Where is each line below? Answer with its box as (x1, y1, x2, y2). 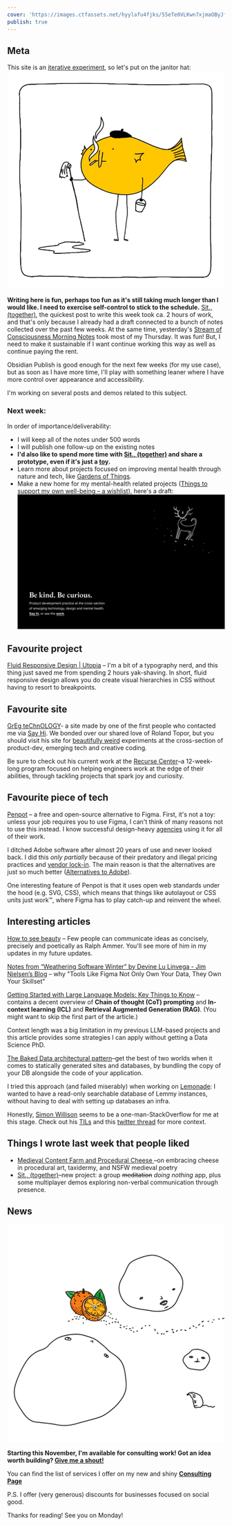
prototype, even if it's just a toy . (17, 457, 110, 466)
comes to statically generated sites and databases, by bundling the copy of (7, 1061, 222, 1069)
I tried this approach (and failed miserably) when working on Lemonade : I (7, 1082, 216, 1090)
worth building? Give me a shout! (7, 1456, 104, 1464)
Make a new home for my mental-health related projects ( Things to (17, 479, 209, 488)
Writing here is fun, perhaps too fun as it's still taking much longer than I (7, 296, 219, 304)
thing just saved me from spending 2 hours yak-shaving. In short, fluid (7, 668, 207, 677)
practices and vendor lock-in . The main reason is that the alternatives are (7, 860, 215, 868)
